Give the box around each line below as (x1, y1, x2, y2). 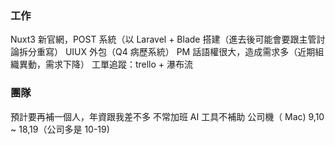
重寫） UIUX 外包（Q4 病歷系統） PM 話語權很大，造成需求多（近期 (36, 46, 316, 58)
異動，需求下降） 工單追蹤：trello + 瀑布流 (18, 58, 194, 71)
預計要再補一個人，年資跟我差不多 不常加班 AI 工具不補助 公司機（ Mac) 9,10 (10, 110, 325, 122)
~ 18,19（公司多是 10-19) (10, 123, 110, 135)
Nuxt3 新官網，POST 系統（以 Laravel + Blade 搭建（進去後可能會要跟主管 (10, 33, 317, 46)
